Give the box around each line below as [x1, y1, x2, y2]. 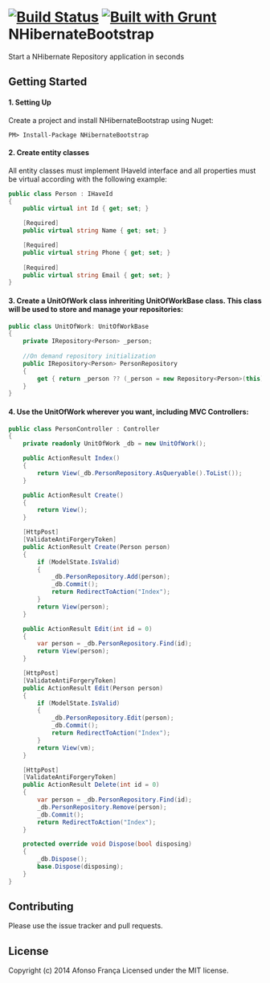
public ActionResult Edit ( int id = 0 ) [22, 625, 153, 633]
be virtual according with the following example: [8, 174, 167, 184]
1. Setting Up [8, 97, 51, 107]
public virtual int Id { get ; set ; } [22, 205, 149, 213]
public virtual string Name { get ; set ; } [22, 227, 167, 235]
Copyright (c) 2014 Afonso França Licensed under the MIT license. [8, 965, 229, 976]
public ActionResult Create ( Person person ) [22, 543, 171, 551]
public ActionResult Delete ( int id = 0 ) [22, 780, 160, 789]
